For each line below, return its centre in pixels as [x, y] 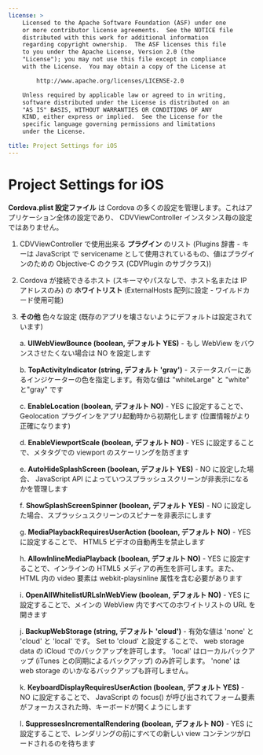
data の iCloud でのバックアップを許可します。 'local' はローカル [123, 650]
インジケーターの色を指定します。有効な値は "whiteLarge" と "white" [138, 379]
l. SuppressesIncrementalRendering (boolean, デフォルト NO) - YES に [136, 724]
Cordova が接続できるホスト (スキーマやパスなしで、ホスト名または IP [133, 280]
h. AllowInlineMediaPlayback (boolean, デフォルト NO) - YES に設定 [131, 558]
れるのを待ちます [68, 743]
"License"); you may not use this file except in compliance [124, 60]
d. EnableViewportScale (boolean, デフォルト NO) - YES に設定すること [137, 442]
